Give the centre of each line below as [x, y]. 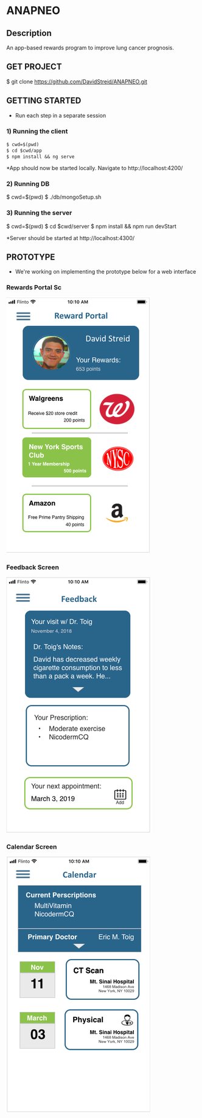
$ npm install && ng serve [40, 157]
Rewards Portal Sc [34, 288]
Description [29, 33]
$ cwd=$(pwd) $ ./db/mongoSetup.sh [54, 197]
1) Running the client [37, 131]
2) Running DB [28, 183]
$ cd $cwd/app [24, 150]
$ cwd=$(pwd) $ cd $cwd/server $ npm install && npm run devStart [91, 226]
